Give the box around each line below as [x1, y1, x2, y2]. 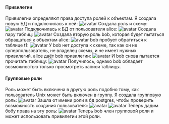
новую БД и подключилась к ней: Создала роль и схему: [5, 21, 148, 27]
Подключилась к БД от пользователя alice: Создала [24, 26, 156, 32]
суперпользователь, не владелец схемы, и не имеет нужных [5, 48, 137, 54]
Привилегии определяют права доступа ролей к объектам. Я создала [5, 15, 156, 21]
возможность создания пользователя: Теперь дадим [5, 103, 159, 109]
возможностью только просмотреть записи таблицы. [5, 64, 121, 70]
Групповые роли [5, 75, 42, 81]
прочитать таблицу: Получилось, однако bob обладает [5, 58, 143, 64]
